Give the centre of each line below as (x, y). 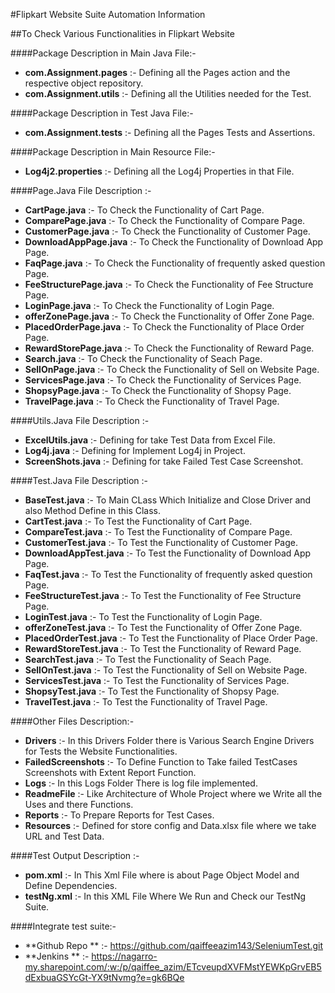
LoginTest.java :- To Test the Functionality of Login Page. (143, 617)
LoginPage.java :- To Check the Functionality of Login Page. (149, 305)
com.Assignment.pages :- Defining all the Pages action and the (157, 72)
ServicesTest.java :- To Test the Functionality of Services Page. (157, 680)
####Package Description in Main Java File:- (103, 53)
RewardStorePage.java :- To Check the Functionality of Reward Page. (169, 348)
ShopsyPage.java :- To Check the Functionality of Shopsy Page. (158, 390)
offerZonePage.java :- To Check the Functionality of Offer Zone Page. (169, 316)
